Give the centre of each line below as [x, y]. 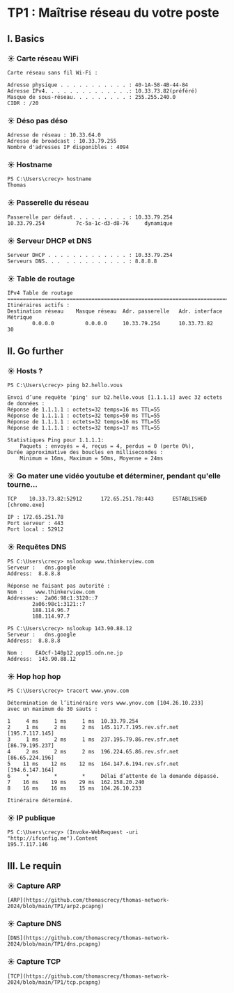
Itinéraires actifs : [39, 305]
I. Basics [26, 39]
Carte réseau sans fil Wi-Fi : [53, 72]
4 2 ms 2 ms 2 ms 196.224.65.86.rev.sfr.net [93, 751]
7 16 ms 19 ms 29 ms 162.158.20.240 [76, 782]
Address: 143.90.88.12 [42, 659]
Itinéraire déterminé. [40, 800]
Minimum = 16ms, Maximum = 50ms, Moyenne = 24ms [92, 459]
